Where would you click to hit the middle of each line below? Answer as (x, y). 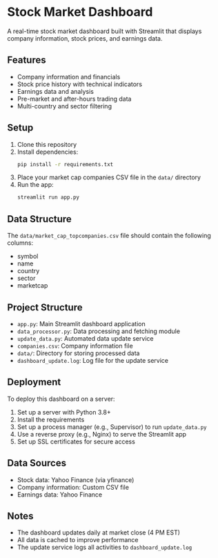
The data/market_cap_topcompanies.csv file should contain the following (109, 236)
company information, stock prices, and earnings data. (85, 38)
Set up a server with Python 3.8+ (64, 412)
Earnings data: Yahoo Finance (59, 495)
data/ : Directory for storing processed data (78, 353)
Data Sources (37, 463)
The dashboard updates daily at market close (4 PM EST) (99, 532)
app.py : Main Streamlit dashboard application (81, 323)
